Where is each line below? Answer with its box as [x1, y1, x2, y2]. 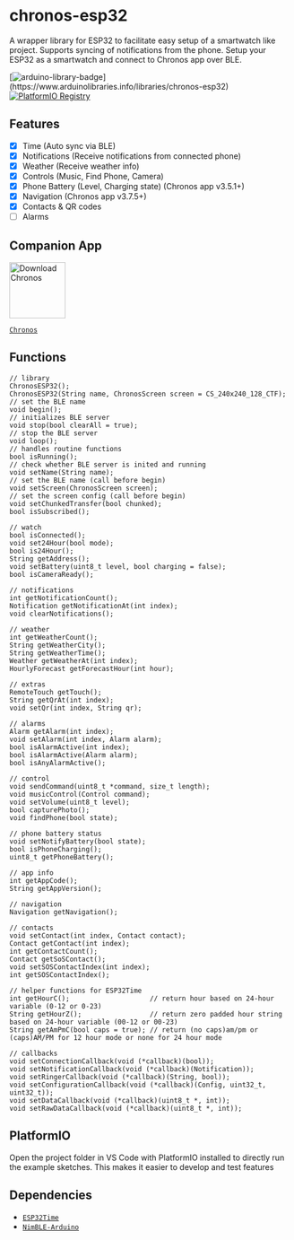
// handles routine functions [9, 444, 123, 453]
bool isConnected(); [9, 530, 87, 539]
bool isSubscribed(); [9, 507, 91, 516]
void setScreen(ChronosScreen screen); [9, 484, 159, 493]
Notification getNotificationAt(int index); [9, 601, 178, 610]
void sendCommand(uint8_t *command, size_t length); [9, 782, 211, 790]
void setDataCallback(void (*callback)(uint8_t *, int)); [9, 1096, 230, 1105]
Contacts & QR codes [22, 201, 102, 212]
